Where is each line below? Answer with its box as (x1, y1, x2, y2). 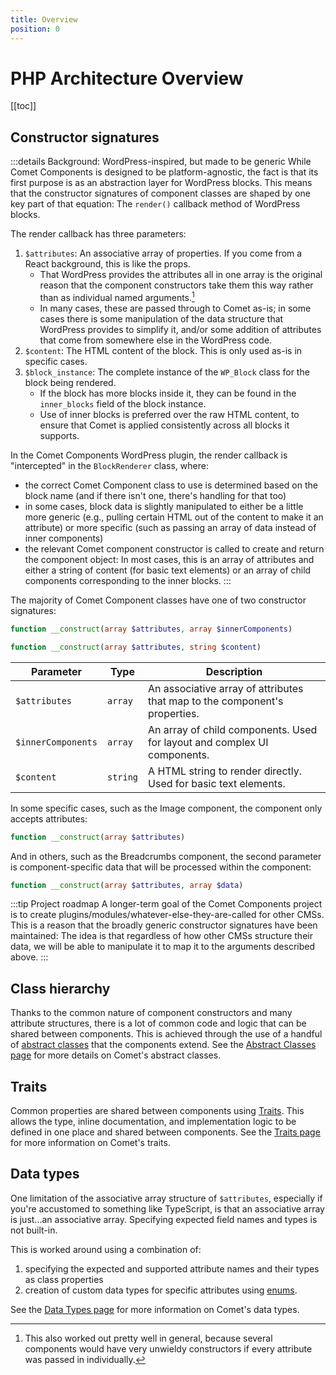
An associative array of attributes (148, 681, 304, 695)
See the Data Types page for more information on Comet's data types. (10, 1303, 300, 1315)
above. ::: (10, 951, 49, 963)
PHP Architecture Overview (10, 67, 244, 90)
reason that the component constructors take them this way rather (39, 279, 314, 291)
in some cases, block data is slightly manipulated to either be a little (24, 500, 304, 512)
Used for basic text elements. (148, 776, 286, 790)
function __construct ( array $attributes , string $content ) (10, 642, 262, 652)
